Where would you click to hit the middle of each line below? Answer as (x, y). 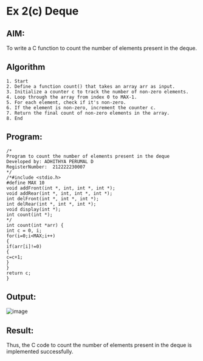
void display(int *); (34, 209)
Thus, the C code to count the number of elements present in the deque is (99, 345)
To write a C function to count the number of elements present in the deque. (102, 48)
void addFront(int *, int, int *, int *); (61, 188)
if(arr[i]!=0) (24, 246)
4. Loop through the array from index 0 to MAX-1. (72, 97)
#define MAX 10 (26, 183)
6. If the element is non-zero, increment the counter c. (81, 107)
